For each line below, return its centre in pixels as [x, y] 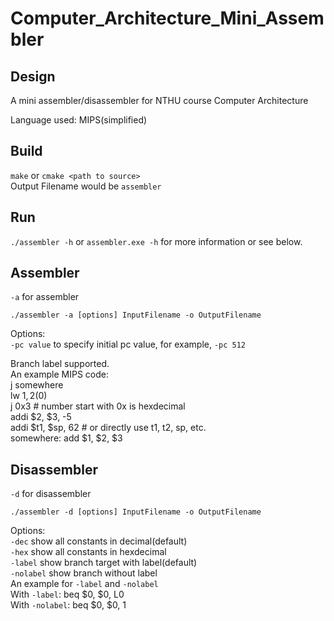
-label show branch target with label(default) [104, 563]
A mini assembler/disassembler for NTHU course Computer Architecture [159, 100]
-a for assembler [45, 297]
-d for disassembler [51, 494]
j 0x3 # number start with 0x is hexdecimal [98, 406]
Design [33, 76]
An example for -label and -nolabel [84, 584]
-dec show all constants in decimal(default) [99, 541]
